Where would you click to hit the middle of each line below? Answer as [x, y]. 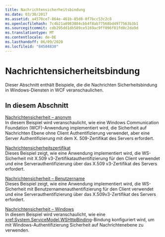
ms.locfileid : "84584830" [32, 47]
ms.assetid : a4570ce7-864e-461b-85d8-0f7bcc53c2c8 [58, 19]
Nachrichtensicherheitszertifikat [38, 148]
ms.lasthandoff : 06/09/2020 [34, 42]
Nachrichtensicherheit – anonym [38, 117]
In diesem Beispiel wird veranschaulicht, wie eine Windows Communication [82, 123]
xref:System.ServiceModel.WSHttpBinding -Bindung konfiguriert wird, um [80, 220]
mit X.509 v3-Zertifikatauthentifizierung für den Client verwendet [93, 158]
